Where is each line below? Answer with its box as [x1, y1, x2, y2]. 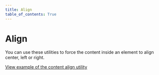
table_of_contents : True [5, 12, 57, 17]
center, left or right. [5, 55, 45, 61]
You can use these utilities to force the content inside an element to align [5, 49, 154, 55]
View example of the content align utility [5, 64, 87, 70]
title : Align [5, 7, 32, 12]
